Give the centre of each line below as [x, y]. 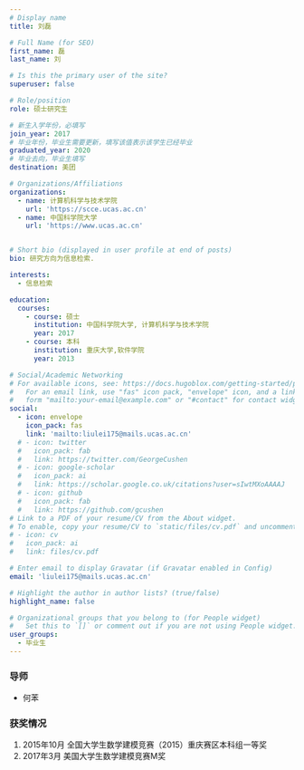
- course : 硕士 [53, 317]
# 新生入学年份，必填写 [47, 125]
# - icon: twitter [52, 442]
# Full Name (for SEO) [52, 43]
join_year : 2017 [40, 134]
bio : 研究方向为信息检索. [52, 259]
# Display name [38, 18]
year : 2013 [54, 359]
